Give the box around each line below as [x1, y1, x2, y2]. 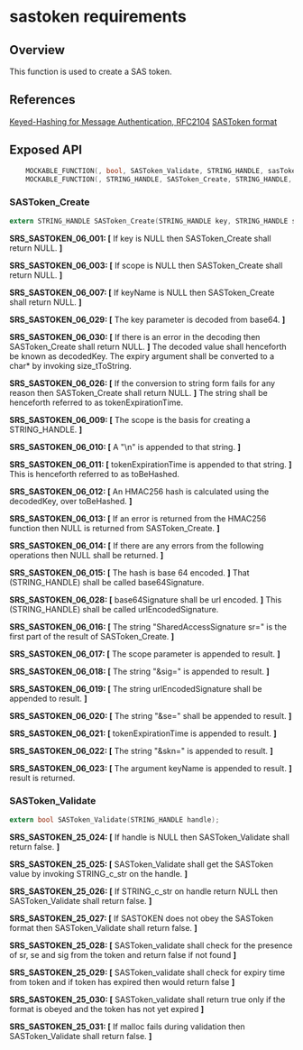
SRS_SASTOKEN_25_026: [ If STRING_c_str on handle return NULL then [9, 886, 278, 897]
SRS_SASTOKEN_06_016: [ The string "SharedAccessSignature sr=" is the [9, 621, 287, 632]
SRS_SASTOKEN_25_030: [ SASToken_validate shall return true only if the [9, 994, 286, 1005]
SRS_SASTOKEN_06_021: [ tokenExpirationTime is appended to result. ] [9, 728, 277, 739]
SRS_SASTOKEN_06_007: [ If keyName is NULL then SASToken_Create [9, 287, 275, 298]
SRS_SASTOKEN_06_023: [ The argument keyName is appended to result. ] [9, 762, 292, 773]
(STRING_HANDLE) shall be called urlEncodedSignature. [9, 603, 219, 614]
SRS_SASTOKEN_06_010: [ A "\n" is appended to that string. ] [9, 441, 241, 452]
